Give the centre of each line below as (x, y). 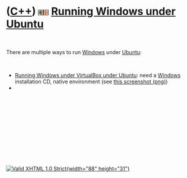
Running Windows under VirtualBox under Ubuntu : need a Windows (98, 75)
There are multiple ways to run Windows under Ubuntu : (74, 52)
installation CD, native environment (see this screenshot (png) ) (91, 82)
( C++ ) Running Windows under (91, 12)
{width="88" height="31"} (98, 168)
